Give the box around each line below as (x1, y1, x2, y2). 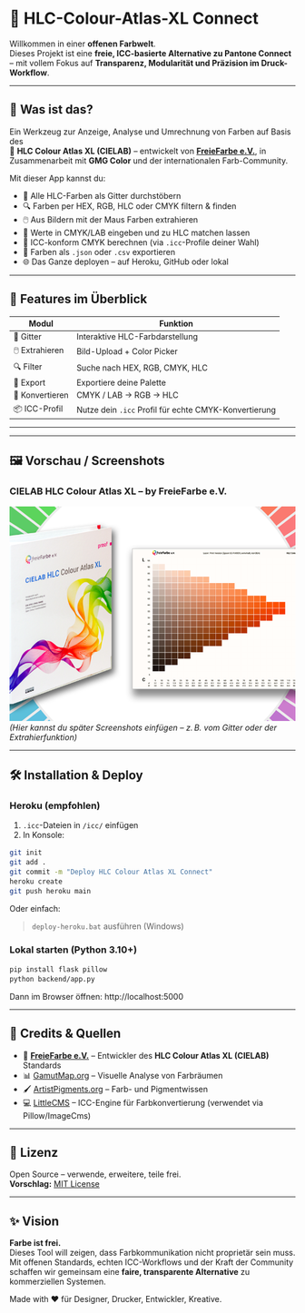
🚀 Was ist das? (9, 102, 93, 117)
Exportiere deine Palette (76, 377, 166, 389)
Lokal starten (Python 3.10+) (9, 943, 138, 956)
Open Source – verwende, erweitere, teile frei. (9, 1169, 182, 1180)
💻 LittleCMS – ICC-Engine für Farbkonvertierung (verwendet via (22, 1097, 263, 1108)
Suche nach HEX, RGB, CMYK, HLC (76, 362, 209, 373)
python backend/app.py (9, 974, 95, 983)
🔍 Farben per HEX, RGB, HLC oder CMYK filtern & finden (22, 200, 237, 212)
